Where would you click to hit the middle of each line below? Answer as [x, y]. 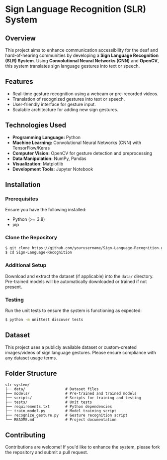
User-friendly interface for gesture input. [54, 104]
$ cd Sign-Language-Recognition [39, 253]
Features [19, 81]
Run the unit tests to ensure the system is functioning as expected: [73, 310]
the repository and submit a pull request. [47, 453]
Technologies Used [36, 125]
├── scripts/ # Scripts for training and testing [73, 398]
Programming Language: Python [46, 137]
